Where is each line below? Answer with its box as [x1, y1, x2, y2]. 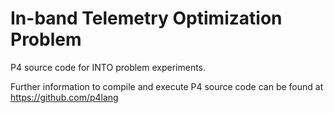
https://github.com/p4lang [10, 91, 119, 103]
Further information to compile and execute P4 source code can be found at [10, 80, 324, 92]
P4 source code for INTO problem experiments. [10, 61, 207, 73]
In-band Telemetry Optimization [10, 7, 283, 30]
